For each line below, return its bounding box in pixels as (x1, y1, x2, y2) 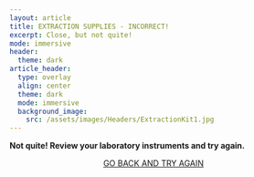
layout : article (9, 13, 71, 23)
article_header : (9, 65, 71, 74)
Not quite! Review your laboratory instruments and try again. (9, 141, 245, 151)
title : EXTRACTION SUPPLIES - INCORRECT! (9, 22, 170, 31)
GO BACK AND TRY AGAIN (103, 158, 204, 169)
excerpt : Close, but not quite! (9, 30, 132, 39)
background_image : (17, 107, 89, 116)
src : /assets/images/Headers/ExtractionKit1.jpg (26, 115, 215, 124)
